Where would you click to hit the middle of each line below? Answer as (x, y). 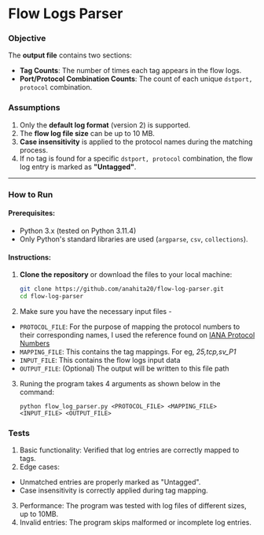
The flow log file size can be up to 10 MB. (87, 133)
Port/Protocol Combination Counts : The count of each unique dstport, (136, 79)
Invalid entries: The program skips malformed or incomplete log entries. (136, 522)
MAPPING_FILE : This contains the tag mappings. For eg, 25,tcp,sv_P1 (128, 352)
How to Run (31, 194)
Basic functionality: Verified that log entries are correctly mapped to (129, 450)
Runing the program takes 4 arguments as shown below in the (120, 383)
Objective (27, 39)
